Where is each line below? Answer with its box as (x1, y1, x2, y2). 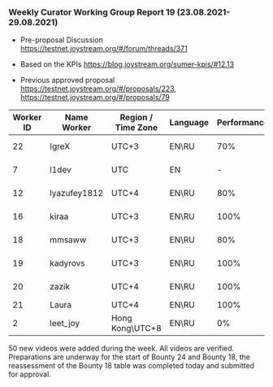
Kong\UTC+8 (110, 323, 162, 334)
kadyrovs (50, 258, 85, 269)
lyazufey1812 (50, 188, 104, 199)
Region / (119, 112, 154, 124)
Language (169, 117, 210, 128)
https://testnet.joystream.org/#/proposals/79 (19, 93, 171, 102)
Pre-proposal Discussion (19, 35, 103, 45)
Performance (216, 117, 270, 128)
